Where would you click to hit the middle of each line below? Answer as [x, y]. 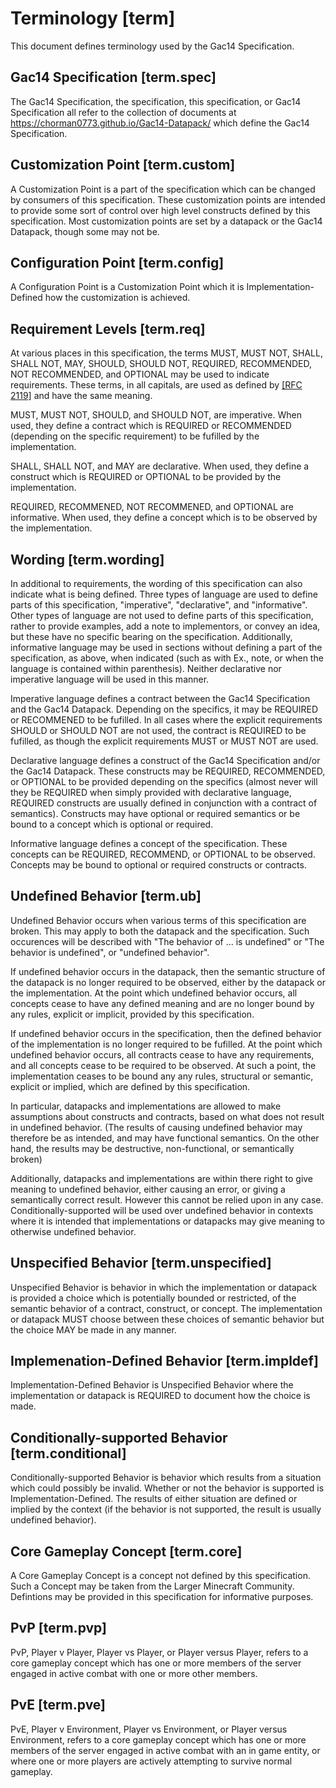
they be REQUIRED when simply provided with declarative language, [151, 792]
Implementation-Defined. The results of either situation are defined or [154, 1499]
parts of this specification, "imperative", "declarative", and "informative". [159, 605]
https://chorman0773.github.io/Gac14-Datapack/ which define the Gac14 [160, 123]
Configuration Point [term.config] [117, 262]
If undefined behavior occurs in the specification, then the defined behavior [166, 1033]
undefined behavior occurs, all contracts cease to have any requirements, [162, 1054]
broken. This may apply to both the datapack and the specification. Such [160, 931]
